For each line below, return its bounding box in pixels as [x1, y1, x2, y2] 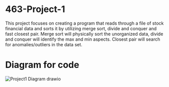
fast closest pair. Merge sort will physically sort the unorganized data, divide [5, 31, 163, 37]
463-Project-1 [5, 4, 65, 15]
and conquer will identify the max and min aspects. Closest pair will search [5, 36, 160, 42]
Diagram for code [5, 59, 79, 71]
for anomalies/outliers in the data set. [5, 41, 82, 47]
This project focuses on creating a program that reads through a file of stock [5, 20, 164, 26]
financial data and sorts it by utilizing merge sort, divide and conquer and [5, 25, 157, 31]
